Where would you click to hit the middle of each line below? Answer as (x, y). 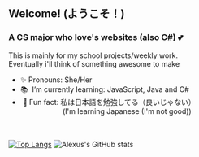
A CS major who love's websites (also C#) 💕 (96, 37)
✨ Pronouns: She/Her (56, 80)
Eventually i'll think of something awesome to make (94, 63)
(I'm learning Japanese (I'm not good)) (127, 111)
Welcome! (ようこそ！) (67, 14)
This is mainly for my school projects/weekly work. (93, 55)
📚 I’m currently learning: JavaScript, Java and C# (104, 89)
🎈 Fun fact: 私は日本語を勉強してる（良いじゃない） (109, 102)
